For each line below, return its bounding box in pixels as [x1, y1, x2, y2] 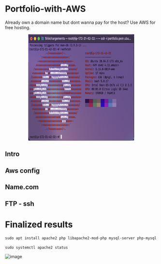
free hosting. [5, 24, 30, 30]
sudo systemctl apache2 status [5, 245, 68, 250]
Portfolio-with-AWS [5, 3, 86, 15]
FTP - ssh [5, 199, 35, 208]
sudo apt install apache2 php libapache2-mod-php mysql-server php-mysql [5, 236, 157, 241]
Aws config [5, 166, 40, 175]
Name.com [5, 183, 39, 191]
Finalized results [5, 219, 73, 230]
